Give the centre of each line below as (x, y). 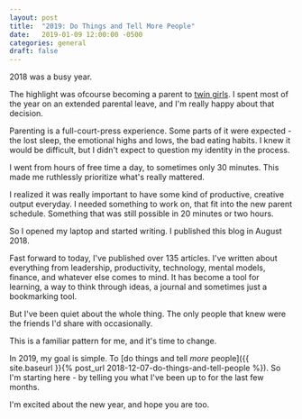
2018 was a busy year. (51, 77)
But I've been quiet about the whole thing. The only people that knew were (148, 314)
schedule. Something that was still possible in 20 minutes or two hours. (142, 214)
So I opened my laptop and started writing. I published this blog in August (146, 232)
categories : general (48, 43)
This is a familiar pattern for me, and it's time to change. (113, 341)
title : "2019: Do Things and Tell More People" (102, 26)
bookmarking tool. (43, 296)
